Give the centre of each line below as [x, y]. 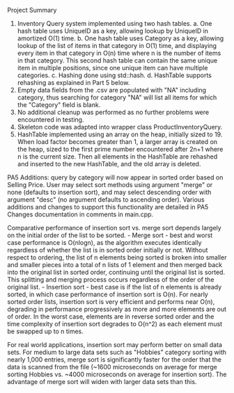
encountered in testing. [50, 120]
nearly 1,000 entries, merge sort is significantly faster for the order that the [114, 360]
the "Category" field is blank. [59, 105]
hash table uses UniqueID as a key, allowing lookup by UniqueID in [113, 31]
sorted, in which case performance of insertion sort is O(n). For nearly [108, 294]
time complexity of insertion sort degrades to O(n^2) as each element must [115, 324]
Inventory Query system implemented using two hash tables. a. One [115, 23]
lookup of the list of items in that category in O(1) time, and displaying [117, 46]
